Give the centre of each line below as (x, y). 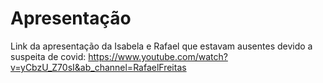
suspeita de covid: (48, 56)
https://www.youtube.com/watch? (158, 56)
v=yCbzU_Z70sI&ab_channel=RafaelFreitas (98, 67)
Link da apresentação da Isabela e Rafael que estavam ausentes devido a (161, 46)
